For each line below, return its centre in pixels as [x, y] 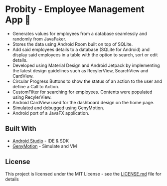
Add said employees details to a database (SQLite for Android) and [81, 49]
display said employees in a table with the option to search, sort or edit [85, 55]
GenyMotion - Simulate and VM [45, 146]
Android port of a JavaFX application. [51, 113]
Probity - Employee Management [75, 9]
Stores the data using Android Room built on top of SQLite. [73, 44]
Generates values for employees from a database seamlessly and [80, 33]
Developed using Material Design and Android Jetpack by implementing [86, 65]
